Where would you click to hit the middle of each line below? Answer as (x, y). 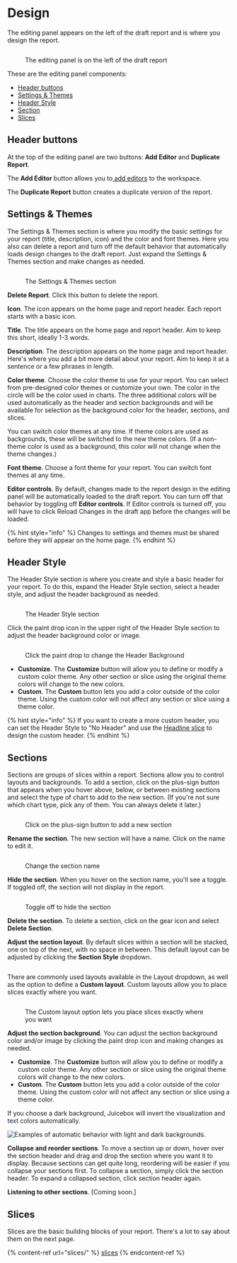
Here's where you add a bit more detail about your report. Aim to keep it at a (118, 358)
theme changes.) (32, 454)
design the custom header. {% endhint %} (69, 736)
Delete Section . (30, 928)
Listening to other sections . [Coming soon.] (72, 1192)
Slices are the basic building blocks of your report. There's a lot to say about (118, 1231)
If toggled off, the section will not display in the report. (86, 887)
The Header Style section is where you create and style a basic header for (116, 579)
